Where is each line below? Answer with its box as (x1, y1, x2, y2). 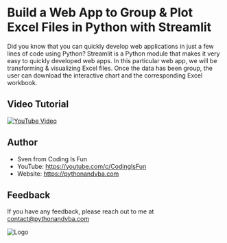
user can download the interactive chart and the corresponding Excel (7, 71, 203, 80)
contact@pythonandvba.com (7, 215, 90, 223)
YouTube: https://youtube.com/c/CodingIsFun (16, 162, 147, 170)
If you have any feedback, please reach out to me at (7, 207, 154, 216)
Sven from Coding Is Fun (16, 154, 88, 163)
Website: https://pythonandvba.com (16, 170, 119, 178)
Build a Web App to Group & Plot (7, 5, 193, 21)
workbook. (7, 78, 38, 86)
